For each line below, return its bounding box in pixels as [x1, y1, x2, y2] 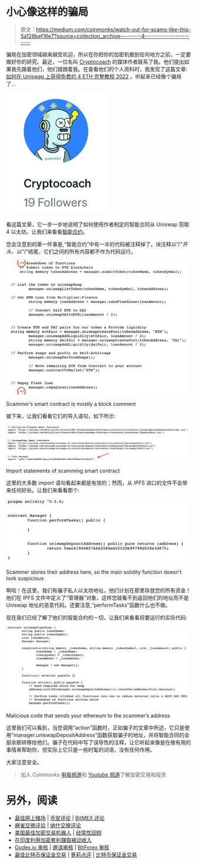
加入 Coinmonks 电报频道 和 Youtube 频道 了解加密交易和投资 [20, 771, 167, 778]
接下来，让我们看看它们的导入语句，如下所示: [6, 412, 116, 419]
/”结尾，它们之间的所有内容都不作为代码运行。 [23, 248, 136, 255]
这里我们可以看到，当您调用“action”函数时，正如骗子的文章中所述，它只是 [6, 724, 185, 731]
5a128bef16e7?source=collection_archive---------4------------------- [20, 32, 190, 39]
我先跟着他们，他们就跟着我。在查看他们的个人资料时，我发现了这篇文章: [11, 65, 188, 72]
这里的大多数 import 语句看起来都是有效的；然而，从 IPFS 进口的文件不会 [6, 479, 183, 486]
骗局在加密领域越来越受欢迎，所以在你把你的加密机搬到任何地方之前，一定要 [6, 51, 191, 58]
